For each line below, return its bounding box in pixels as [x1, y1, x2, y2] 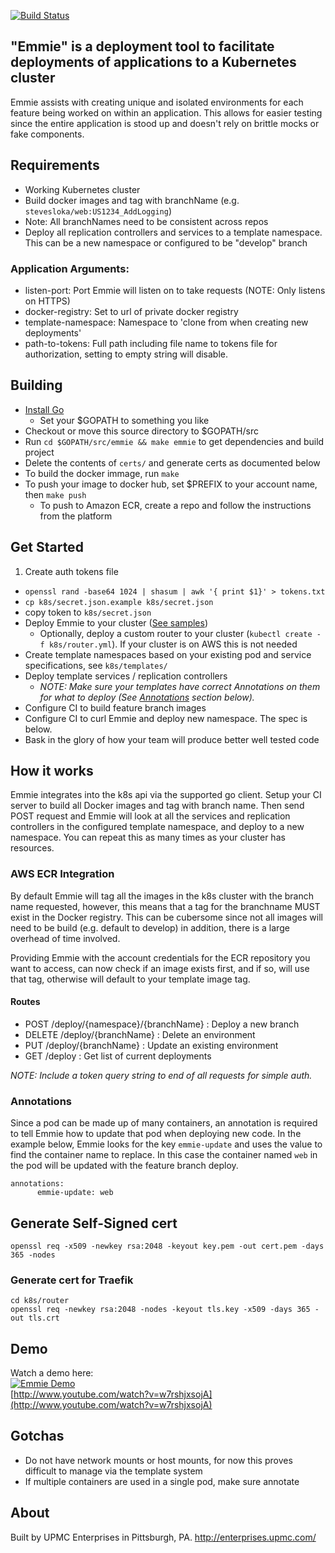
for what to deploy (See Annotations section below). [39, 691, 255, 703]
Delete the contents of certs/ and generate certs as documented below [24, 456, 321, 469]
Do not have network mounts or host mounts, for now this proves [24, 1454, 293, 1466]
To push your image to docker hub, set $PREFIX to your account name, [24, 478, 318, 490]
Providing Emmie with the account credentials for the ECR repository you [10, 951, 311, 964]
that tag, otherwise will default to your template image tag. [10, 973, 251, 985]
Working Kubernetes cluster [24, 183, 141, 195]
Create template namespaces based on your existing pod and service [24, 648, 312, 660]
